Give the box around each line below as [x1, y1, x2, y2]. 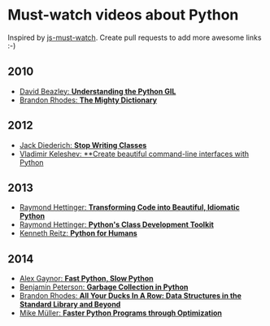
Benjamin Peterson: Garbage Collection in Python [19, 282, 189, 292]
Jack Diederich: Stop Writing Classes [19, 140, 147, 150]
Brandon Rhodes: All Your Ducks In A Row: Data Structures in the [19, 291, 242, 301]
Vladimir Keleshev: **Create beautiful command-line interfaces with [19, 149, 250, 159]
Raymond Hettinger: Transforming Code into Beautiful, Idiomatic [19, 202, 241, 212]
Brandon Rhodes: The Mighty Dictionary [19, 95, 158, 105]
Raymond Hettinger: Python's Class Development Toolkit [19, 220, 215, 229]
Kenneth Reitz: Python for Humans [19, 228, 137, 238]
